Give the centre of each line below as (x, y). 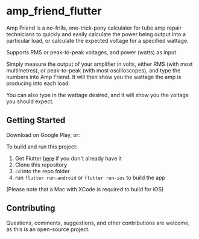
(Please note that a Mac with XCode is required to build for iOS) (85, 189)
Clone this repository (41, 165)
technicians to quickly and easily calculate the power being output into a (96, 34)
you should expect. (30, 101)
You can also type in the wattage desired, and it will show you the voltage (97, 95)
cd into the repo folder (43, 171)
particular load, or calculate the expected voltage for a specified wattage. (97, 40)
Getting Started (36, 120)
